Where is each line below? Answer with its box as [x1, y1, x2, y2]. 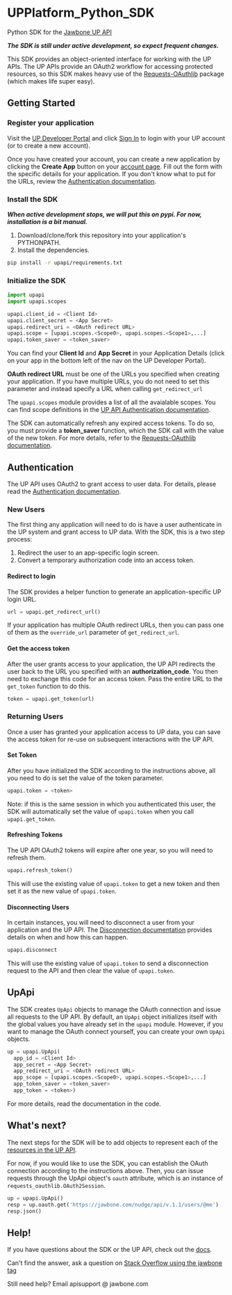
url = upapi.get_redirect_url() [7, 608, 101, 615]
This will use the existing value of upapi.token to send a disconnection [7, 959, 208, 968]
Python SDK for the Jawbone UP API [7, 28, 113, 36]
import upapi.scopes [7, 298, 67, 305]
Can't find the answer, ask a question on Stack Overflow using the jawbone [7, 1259, 222, 1267]
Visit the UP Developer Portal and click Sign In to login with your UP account [7, 134, 226, 142]
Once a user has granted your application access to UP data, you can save [7, 727, 221, 736]
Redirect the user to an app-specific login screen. [17, 548, 160, 557]
